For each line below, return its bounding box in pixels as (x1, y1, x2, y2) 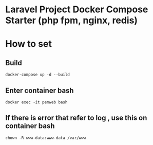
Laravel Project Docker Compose (5, 4, 148, 15)
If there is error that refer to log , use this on (5, 114, 147, 122)
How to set (5, 38, 52, 50)
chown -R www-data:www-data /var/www (5, 135, 86, 140)
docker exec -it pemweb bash (5, 100, 68, 105)
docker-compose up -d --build (5, 72, 70, 78)
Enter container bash (5, 86, 74, 95)
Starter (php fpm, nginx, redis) (5, 14, 138, 26)
